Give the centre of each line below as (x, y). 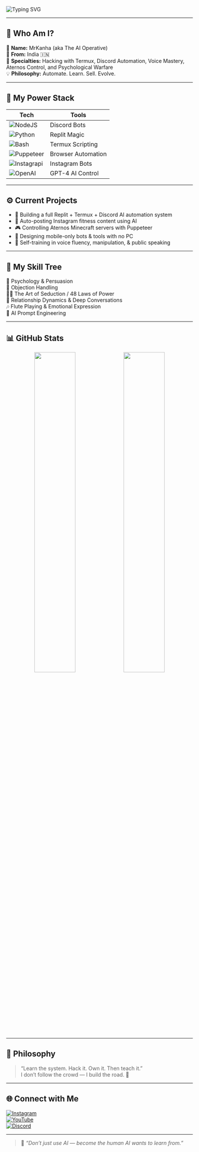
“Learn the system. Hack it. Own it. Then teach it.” (82, 1068)
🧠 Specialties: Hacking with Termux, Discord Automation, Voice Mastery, (95, 61)
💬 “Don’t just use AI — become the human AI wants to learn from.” (102, 1142)
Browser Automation (78, 154)
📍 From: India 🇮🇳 (28, 54)
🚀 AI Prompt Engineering (36, 313)
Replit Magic (67, 134)
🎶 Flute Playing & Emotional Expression (54, 307)
